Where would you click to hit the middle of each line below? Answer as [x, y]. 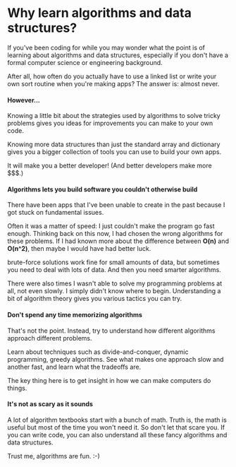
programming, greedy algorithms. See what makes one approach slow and [116, 359]
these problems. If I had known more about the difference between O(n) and [118, 241]
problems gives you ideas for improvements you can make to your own [110, 123]
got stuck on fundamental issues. [56, 213]
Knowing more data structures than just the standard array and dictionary [114, 144]
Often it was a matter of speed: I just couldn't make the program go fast [111, 226]
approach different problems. [50, 338]
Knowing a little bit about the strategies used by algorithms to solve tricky [114, 116]
